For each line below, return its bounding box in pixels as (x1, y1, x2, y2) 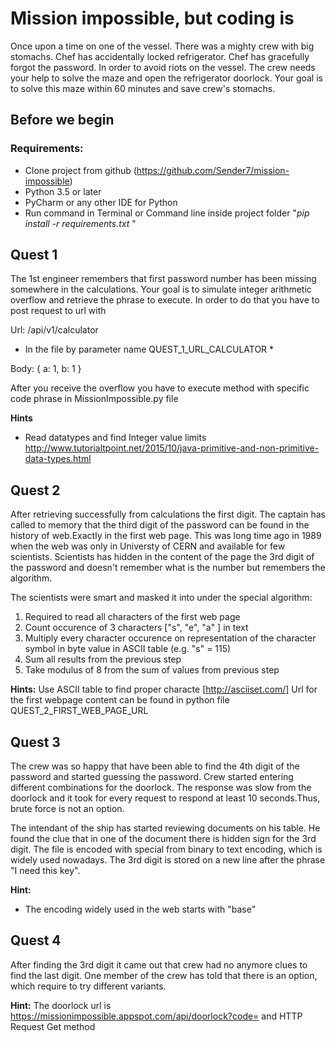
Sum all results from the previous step (24, 653, 182, 666)
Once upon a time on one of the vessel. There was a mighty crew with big (10, 40, 315, 52)
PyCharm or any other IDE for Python (24, 196, 178, 208)
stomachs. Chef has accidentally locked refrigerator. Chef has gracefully (10, 50, 310, 62)
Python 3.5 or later (24, 185, 102, 197)
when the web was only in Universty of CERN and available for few (10, 540, 286, 552)
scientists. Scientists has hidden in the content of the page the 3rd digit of (10, 551, 315, 563)
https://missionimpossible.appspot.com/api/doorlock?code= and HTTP (10, 1010, 303, 1022)
